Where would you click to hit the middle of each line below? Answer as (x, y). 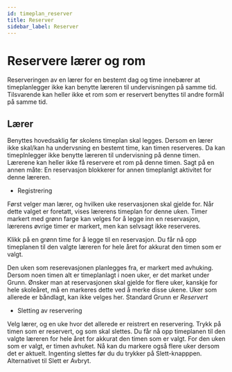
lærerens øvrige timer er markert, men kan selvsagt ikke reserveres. (104, 227)
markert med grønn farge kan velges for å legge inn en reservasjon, (104, 219)
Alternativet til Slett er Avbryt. (49, 361)
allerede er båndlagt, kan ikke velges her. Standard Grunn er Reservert (108, 297)
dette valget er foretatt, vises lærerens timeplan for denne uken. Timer (107, 211)
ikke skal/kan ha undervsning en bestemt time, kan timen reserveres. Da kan (116, 148)
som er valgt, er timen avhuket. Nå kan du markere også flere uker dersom (114, 346)
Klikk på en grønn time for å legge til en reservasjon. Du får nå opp (102, 240)
